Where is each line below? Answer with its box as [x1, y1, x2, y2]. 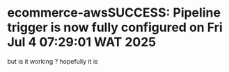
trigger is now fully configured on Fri [7, 19, 223, 35]
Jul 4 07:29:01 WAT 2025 [7, 35, 157, 50]
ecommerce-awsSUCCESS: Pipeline [7, 5, 221, 21]
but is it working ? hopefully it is [7, 57, 99, 65]
